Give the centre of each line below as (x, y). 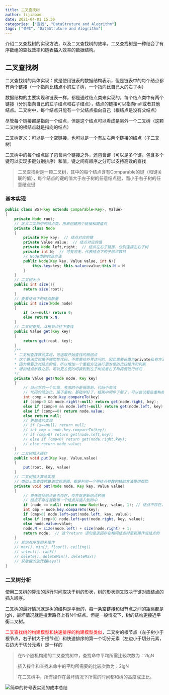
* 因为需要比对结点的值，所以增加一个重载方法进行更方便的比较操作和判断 (80, 364)
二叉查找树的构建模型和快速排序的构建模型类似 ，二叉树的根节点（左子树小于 (84, 632)
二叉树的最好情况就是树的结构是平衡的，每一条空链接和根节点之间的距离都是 (84, 609)
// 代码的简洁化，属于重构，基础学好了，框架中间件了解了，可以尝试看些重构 (92, 392)
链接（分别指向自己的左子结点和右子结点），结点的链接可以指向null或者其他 (83, 103)
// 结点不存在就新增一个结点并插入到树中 (60, 500)
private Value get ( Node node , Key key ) (56, 378)
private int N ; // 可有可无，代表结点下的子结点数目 (75, 252)
